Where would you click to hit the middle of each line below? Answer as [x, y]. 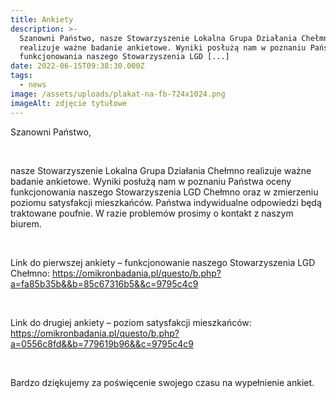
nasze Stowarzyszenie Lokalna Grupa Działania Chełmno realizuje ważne [161, 170]
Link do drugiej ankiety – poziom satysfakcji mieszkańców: [131, 322]
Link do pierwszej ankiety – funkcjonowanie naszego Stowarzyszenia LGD [163, 262]
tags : [21, 76]
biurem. [26, 223]
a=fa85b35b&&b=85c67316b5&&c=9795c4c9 [104, 283]
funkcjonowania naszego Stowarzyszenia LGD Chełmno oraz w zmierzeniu [164, 192]
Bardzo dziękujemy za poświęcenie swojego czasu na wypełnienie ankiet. [162, 382]
